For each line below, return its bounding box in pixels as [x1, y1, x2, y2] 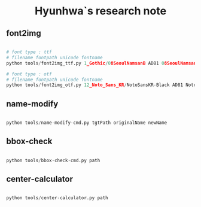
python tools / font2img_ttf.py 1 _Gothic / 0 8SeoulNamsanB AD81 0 [6, 60, 165, 66]
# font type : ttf [6, 49, 52, 55]
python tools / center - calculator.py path [6, 195, 109, 201]
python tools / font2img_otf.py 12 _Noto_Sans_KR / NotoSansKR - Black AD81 [6, 82, 184, 88]
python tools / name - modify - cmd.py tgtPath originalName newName [6, 120, 167, 126]
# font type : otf [6, 71, 52, 77]
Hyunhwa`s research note [35, 4, 166, 18]
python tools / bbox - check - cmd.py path [6, 157, 100, 163]
